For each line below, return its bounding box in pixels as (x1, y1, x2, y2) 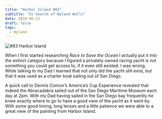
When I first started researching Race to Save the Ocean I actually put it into (5, 52, 157, 58)
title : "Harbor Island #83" (5, 7, 62, 12)
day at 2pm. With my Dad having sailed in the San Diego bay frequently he (5, 93, 154, 99)
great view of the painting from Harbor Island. (5, 108, 97, 114)
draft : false (5, 20, 32, 26)
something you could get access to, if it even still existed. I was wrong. (5, 63, 146, 68)
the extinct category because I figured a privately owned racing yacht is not (5, 58, 157, 63)
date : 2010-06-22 (5, 16, 40, 21)
